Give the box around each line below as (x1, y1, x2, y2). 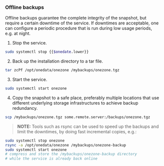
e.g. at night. (5, 31, 31, 37)
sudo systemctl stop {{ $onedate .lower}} (5, 49, 89, 55)
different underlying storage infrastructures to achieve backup (12, 100, 138, 106)
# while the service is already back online (5, 156, 98, 161)
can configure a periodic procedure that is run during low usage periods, (5, 25, 152, 31)
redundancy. (12, 105, 38, 111)
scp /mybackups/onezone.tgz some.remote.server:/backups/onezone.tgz (5, 114, 151, 120)
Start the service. (12, 77, 48, 83)
